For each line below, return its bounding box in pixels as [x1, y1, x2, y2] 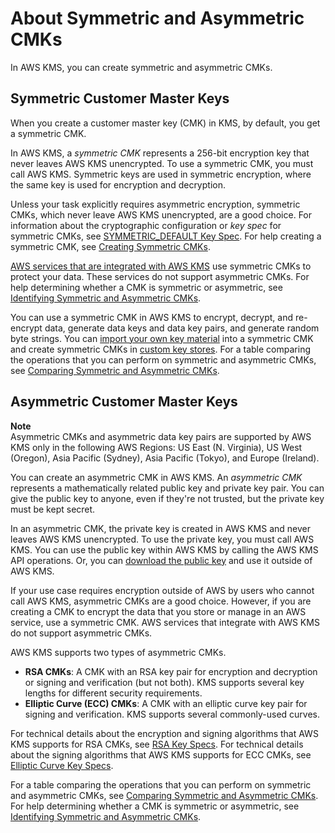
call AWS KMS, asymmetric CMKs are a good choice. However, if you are [10, 595, 312, 607]
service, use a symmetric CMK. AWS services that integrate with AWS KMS [10, 616, 320, 628]
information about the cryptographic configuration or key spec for [10, 219, 282, 231]
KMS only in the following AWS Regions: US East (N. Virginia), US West [10, 441, 303, 453]
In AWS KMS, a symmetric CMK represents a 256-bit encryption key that [10, 147, 310, 159]
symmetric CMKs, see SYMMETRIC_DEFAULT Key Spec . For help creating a [10, 230, 322, 242]
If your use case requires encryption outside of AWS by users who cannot [10, 584, 315, 596]
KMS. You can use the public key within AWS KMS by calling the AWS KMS [10, 543, 319, 556]
